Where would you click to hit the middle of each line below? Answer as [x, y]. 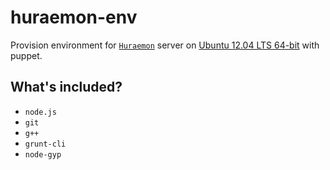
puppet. [26, 55]
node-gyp [43, 154]
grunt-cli [45, 144]
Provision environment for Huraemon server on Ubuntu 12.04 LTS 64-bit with [165, 45]
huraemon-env [74, 17]
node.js [40, 112]
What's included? [66, 87]
